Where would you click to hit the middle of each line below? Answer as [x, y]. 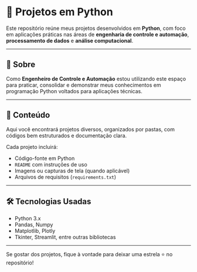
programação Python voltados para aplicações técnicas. [74, 91]
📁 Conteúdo [28, 115]
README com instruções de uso [51, 164]
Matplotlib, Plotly [35, 231]
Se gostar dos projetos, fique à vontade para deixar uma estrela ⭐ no [89, 254]
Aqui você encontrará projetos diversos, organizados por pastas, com [90, 129]
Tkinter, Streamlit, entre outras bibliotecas [65, 237]
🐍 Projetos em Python [60, 12]
